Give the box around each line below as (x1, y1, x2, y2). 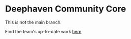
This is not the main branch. (5, 19, 62, 25)
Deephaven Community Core (5, 3, 127, 14)
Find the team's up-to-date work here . (5, 28, 83, 34)
